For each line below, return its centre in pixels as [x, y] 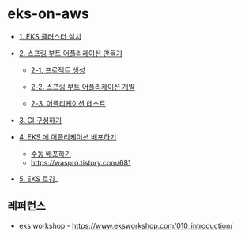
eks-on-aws [49, 14]
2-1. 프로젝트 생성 [58, 70]
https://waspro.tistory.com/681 [81, 162]
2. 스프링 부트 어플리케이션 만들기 [71, 53]
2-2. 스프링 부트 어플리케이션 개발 [83, 87]
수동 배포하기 [51, 154]
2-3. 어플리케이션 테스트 [68, 103]
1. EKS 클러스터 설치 [50, 36]
